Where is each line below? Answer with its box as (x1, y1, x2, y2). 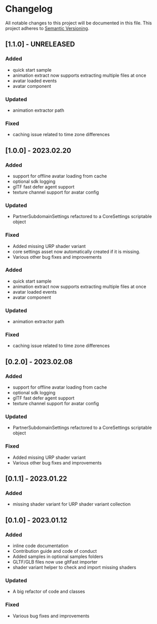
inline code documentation (12, 543, 69, 549)
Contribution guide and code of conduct (12, 548, 97, 554)
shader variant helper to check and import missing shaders (12, 565, 136, 571)
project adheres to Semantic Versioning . (5, 25, 89, 31)
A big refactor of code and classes (12, 588, 85, 595)
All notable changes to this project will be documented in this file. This (5, 20, 152, 26)
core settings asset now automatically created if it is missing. (12, 248, 141, 255)
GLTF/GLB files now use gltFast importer (12, 559, 98, 565)
